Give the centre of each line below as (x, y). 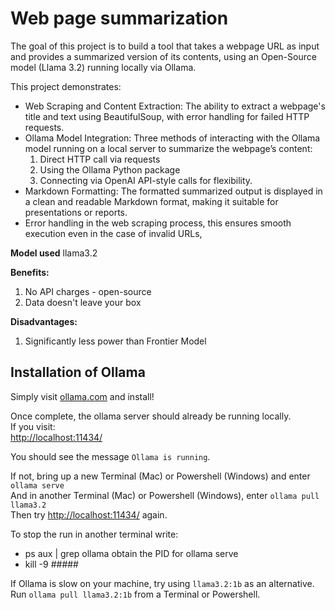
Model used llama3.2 (54, 253)
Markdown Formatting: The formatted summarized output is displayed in (173, 191)
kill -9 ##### (51, 564)
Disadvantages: (44, 321)
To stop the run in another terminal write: (94, 534)
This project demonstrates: (66, 86)
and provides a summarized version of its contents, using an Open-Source (163, 56)
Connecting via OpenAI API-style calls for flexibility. (146, 180)
